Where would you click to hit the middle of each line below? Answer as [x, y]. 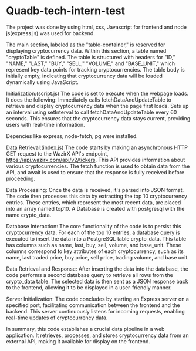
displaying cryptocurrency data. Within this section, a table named [86, 50]
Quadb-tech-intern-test [65, 11]
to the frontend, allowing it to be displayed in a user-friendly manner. [89, 287]
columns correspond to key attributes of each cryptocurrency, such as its [95, 251]
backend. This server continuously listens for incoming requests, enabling [95, 311]
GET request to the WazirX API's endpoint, [57, 153]
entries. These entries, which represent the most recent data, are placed [94, 202]
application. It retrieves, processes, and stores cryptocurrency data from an [97, 335]
